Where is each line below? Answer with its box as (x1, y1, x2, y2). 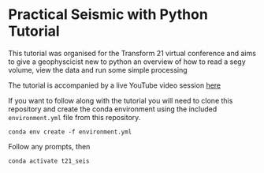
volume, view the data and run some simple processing (8, 65, 188, 74)
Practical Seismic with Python (8, 6, 209, 24)
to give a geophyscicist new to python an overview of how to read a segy (8, 57, 246, 66)
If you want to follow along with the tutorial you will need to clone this (8, 96, 233, 105)
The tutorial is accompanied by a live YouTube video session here (8, 81, 221, 90)
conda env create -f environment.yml (8, 128, 132, 136)
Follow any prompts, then (8, 141, 91, 151)
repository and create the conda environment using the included (8, 104, 218, 114)
